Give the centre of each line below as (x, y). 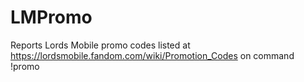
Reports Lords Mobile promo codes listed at (100, 45)
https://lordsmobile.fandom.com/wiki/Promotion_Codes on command (152, 55)
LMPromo (51, 17)
